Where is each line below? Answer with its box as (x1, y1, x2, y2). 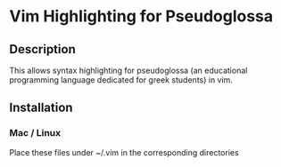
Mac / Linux (9, 127, 62, 139)
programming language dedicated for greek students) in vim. (9, 75, 234, 85)
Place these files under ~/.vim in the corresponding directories (9, 147, 239, 157)
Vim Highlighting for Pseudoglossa (9, 6, 274, 27)
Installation (9, 100, 73, 115)
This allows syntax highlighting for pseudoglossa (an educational (9, 65, 248, 76)
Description (9, 42, 76, 57)
